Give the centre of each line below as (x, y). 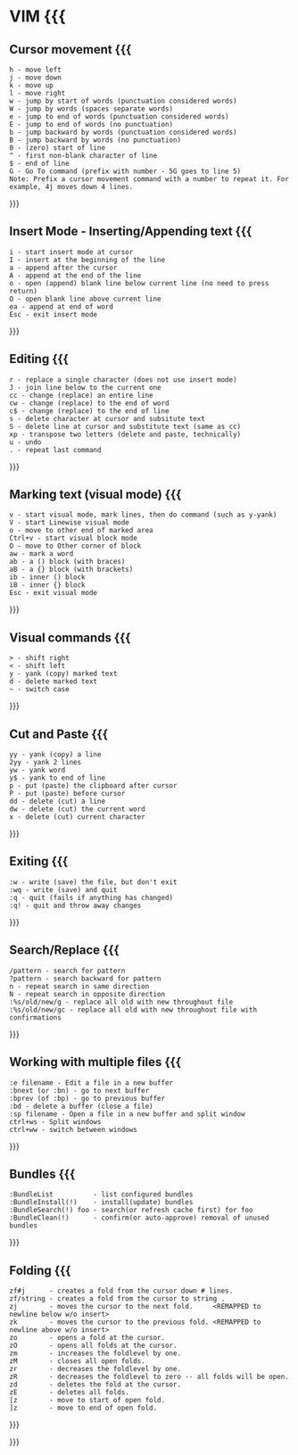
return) (24, 291)
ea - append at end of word (62, 306)
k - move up (31, 86)
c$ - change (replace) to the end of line (89, 411)
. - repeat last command (55, 450)
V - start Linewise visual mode (69, 523)
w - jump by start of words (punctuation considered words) (124, 101)
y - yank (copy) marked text (63, 674)
